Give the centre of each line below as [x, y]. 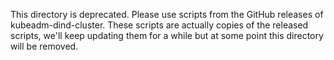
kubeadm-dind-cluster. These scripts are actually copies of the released [159, 25]
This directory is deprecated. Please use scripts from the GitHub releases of [167, 14]
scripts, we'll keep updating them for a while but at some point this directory [167, 35]
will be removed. [44, 46]
